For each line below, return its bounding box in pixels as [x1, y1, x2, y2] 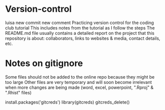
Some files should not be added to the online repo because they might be [5, 74, 155, 80]
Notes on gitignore [5, 58, 83, 69]
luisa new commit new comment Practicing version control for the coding [5, 20, 154, 26]
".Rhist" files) [5, 89, 32, 95]
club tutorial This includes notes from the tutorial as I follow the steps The [5, 25, 155, 30]
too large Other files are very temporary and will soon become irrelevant [5, 79, 152, 85]
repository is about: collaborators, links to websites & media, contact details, [5, 35, 161, 41]
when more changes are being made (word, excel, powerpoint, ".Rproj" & [5, 84, 154, 90]
